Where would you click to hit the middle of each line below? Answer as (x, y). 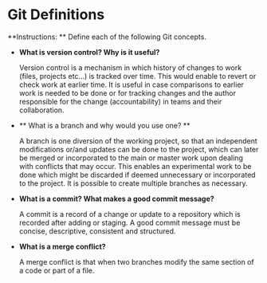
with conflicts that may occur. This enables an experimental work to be (135, 166)
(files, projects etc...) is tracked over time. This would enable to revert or (137, 76)
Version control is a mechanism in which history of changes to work (130, 67)
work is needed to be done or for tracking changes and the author (128, 92)
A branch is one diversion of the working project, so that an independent (138, 140)
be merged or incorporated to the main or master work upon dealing (131, 158)
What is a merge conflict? (62, 246)
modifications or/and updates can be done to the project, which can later (139, 149)
